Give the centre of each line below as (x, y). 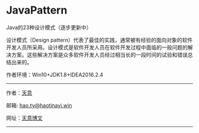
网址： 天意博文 (24, 118)
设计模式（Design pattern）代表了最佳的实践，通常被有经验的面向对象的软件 (99, 40)
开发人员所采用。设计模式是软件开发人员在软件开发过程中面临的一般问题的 (97, 47)
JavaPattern (37, 10)
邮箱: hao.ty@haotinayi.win (39, 105)
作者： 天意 (19, 93)
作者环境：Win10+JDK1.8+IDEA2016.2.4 (55, 74)
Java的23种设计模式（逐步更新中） (49, 27)
